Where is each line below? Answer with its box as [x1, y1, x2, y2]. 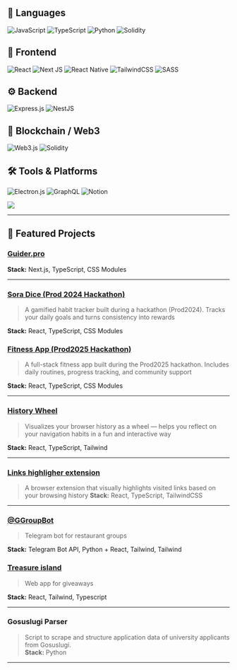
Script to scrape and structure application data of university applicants [24, 633, 230, 641]
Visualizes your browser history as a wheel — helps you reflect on [24, 422, 217, 430]
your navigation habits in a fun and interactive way [24, 429, 171, 438]
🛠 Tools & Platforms [7, 165, 98, 177]
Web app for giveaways [24, 579, 94, 587]
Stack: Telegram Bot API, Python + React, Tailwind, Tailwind [7, 545, 182, 554]
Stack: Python [24, 648, 67, 657]
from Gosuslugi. [24, 640, 72, 649]
